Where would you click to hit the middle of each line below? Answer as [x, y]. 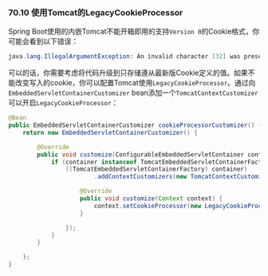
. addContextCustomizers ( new [140, 177]
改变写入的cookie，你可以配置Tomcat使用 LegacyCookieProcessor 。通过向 [135, 83]
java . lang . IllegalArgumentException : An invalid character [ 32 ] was [124, 57]
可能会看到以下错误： [43, 41]
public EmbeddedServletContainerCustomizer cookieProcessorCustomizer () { [135, 125]
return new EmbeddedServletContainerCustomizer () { [110, 132]
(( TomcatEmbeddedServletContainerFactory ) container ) [156, 169]
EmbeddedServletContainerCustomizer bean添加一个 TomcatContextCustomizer [134, 93]
